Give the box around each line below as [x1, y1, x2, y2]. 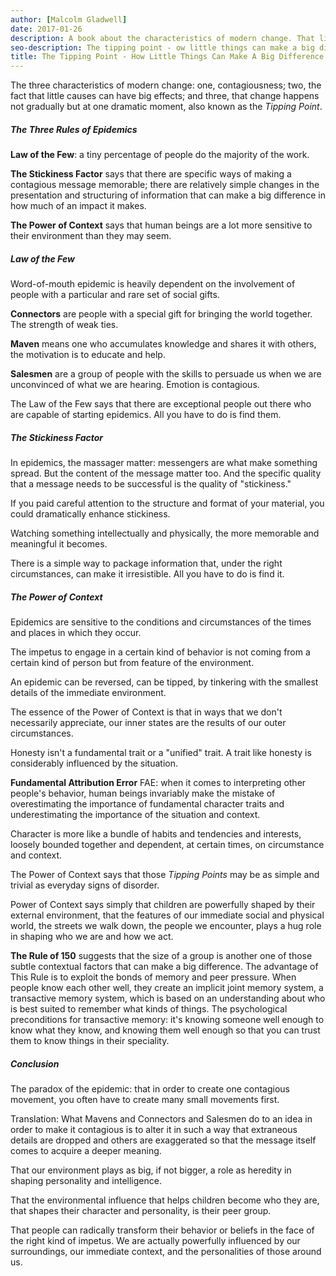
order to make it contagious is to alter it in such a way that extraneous [10, 1123, 298, 1135]
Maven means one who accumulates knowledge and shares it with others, [10, 338, 317, 350]
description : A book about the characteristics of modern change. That [10, 33, 315, 43]
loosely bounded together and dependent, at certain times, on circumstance [10, 839, 325, 850]
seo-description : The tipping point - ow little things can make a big [10, 42, 315, 53]
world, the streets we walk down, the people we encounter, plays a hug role [10, 920, 322, 931]
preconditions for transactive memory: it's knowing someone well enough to [10, 1014, 325, 1025]
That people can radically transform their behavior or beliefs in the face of [10, 1224, 315, 1236]
